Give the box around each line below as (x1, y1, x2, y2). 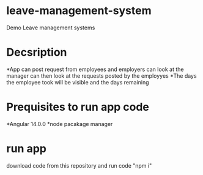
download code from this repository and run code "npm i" (6, 162, 152, 169)
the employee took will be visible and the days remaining (6, 78, 149, 86)
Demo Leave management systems (6, 24, 95, 31)
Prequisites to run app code (6, 100, 150, 114)
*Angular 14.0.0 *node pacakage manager (6, 120, 113, 127)
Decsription (6, 45, 67, 59)
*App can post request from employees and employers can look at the (6, 65, 184, 73)
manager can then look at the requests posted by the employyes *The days (6, 72, 197, 80)
